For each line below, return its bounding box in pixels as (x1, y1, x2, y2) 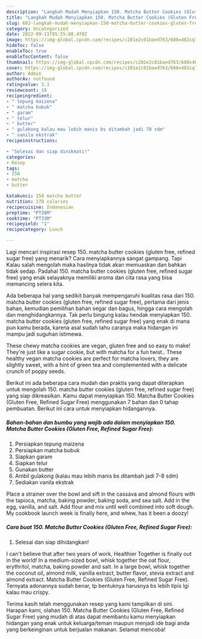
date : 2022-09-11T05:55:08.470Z (6, 31, 87, 37)
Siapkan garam (14, 453, 53, 460)
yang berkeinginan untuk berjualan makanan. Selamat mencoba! (6, 626, 166, 633)
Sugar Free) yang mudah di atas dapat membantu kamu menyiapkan (6, 613, 176, 620)
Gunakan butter (14, 466, 54, 473)
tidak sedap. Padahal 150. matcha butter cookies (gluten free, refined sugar (6, 267, 193, 275)
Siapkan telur (14, 459, 48, 467)
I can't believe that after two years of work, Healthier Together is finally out (6, 550, 192, 557)
